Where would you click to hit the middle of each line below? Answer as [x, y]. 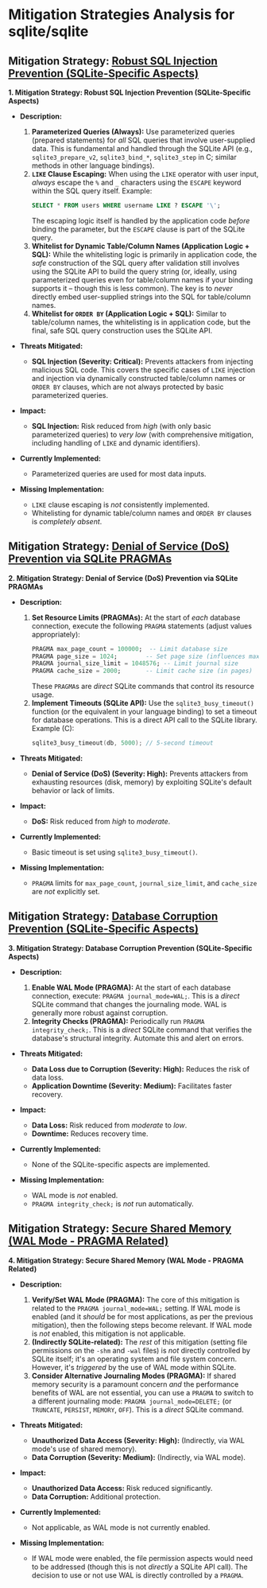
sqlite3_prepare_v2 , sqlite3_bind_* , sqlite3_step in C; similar [134, 157]
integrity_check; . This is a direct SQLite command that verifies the [142, 1029]
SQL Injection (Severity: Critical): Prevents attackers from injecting [142, 361]
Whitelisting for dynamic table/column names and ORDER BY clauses [141, 513]
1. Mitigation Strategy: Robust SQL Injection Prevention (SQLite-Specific [130, 92]
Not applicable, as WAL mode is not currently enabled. [121, 1527]
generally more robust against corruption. [100, 1013]
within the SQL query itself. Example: [92, 191]
